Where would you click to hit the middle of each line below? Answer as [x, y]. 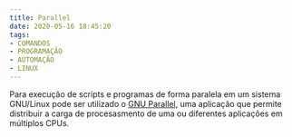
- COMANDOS [30, 43]
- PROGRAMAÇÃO [36, 52]
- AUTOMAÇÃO [32, 60]
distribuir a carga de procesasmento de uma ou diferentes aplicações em [146, 113]
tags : [19, 34]
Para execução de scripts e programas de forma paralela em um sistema [145, 94]
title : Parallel [40, 18]
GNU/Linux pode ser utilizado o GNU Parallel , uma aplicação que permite [146, 103]
